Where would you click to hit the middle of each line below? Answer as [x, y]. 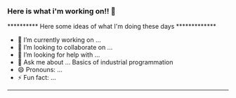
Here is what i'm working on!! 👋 [61, 11]
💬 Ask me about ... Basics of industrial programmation [95, 62]
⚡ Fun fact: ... [37, 78]
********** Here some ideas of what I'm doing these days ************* [112, 27]
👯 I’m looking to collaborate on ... [65, 48]
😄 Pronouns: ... [40, 70]
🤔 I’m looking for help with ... [59, 55]
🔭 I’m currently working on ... [59, 40]
